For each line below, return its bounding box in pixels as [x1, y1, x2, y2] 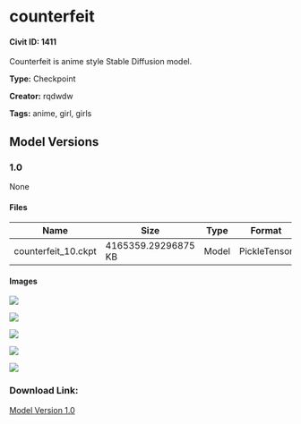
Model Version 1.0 [9, 404, 76, 415]
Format [250, 225, 282, 237]
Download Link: [9, 385, 79, 397]
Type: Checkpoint [9, 73, 76, 84]
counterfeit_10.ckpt [13, 245, 97, 258]
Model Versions [9, 134, 99, 149]
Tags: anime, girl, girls [9, 108, 92, 119]
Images [9, 276, 38, 286]
